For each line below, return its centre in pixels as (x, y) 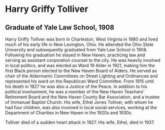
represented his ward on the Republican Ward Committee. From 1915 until (80, 81)
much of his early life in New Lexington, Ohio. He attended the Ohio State (79, 44)
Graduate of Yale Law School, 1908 (60, 27)
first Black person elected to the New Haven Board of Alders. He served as (81, 71)
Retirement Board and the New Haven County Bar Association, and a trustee (82, 97)
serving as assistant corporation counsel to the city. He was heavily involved (83, 60)
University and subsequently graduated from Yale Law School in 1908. (76, 50)
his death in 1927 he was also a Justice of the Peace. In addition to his (76, 87)
